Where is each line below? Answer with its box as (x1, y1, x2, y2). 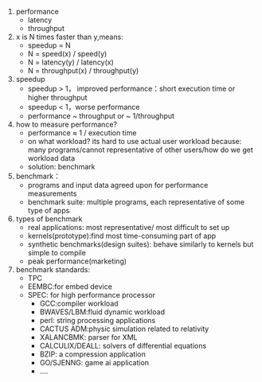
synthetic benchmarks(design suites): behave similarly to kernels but (27, 240, 254, 249)
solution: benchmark (27, 162, 96, 171)
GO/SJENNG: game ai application (39, 358, 150, 367)
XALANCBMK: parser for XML (39, 333, 138, 341)
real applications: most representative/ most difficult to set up (27, 223, 230, 232)
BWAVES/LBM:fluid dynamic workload (39, 307, 166, 317)
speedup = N (27, 41, 71, 50)
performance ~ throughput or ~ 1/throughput (27, 111, 175, 120)
